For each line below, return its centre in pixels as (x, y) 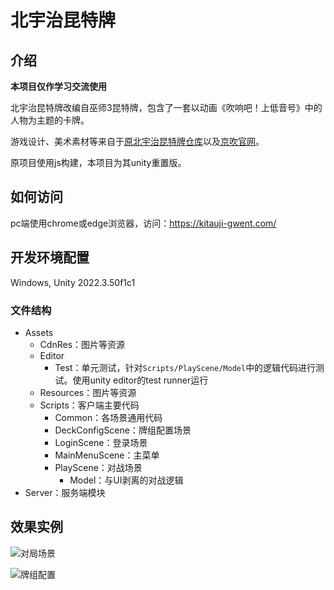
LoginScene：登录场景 (101, 442)
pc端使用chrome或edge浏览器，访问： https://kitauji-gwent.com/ (143, 223)
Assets (39, 332)
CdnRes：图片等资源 (82, 344)
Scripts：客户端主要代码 (89, 405)
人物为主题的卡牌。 (50, 120)
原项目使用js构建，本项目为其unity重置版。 (98, 162)
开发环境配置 (50, 257)
